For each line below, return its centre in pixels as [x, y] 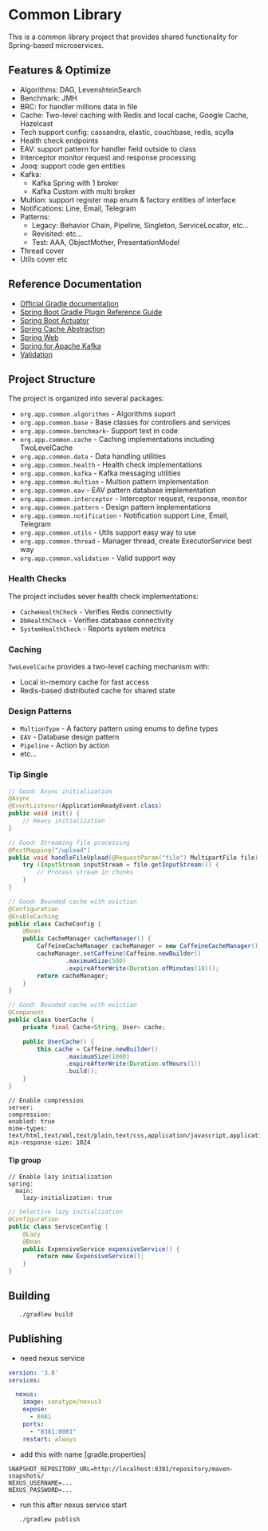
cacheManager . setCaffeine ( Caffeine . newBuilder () [119, 954]
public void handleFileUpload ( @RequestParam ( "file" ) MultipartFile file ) [134, 858]
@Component [26, 1012]
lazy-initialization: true [67, 1198]
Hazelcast [36, 123]
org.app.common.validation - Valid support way [98, 558]
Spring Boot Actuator [54, 320]
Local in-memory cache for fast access [85, 682]
